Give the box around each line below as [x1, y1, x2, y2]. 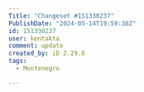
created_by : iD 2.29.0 [8, 49, 85, 57]
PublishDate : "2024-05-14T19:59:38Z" [8, 19, 137, 27]
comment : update [8, 42, 63, 50]
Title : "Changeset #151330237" [8, 11, 115, 20]
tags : [8, 57, 27, 65]
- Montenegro [15, 65, 60, 73]
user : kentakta [8, 34, 60, 43]
